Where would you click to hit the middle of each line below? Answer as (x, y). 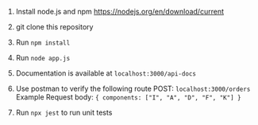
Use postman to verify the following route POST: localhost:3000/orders (133, 88)
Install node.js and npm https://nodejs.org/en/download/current (120, 12)
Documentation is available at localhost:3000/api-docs (106, 73)
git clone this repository (54, 27)
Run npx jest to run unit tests (64, 112)
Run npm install (43, 42)
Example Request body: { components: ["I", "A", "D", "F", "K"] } (128, 97)
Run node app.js (43, 58)
